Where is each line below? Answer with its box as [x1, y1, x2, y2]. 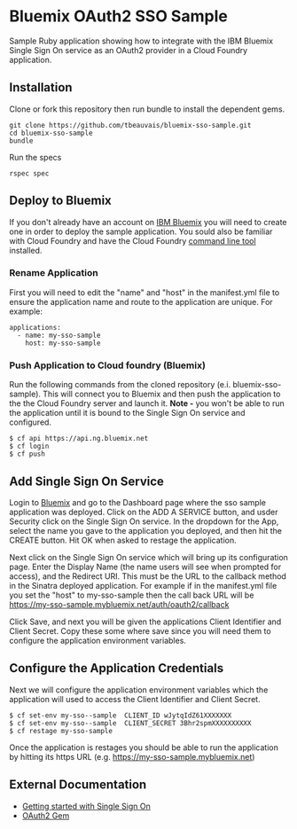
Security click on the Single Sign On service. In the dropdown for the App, [9, 516, 279, 527]
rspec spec [9, 168, 50, 178]
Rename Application [9, 267, 99, 279]
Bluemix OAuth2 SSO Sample [9, 6, 228, 27]
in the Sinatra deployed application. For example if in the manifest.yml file [9, 580, 277, 590]
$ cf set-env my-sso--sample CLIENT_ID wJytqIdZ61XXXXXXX [9, 711, 232, 720]
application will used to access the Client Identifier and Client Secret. [9, 693, 261, 704]
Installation [9, 80, 73, 95]
